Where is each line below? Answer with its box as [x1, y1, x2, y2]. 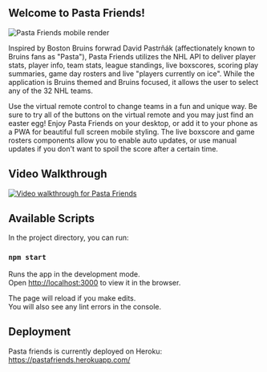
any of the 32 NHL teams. [8, 86, 94, 95]
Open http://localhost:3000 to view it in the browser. [8, 277, 181, 287]
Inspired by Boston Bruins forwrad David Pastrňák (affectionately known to [8, 43, 255, 53]
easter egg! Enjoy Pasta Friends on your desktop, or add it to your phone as [8, 118, 258, 127]
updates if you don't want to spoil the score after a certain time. [8, 144, 219, 153]
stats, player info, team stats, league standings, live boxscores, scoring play [8, 60, 259, 70]
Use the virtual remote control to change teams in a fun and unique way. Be [8, 101, 258, 111]
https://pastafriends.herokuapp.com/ [8, 354, 131, 364]
